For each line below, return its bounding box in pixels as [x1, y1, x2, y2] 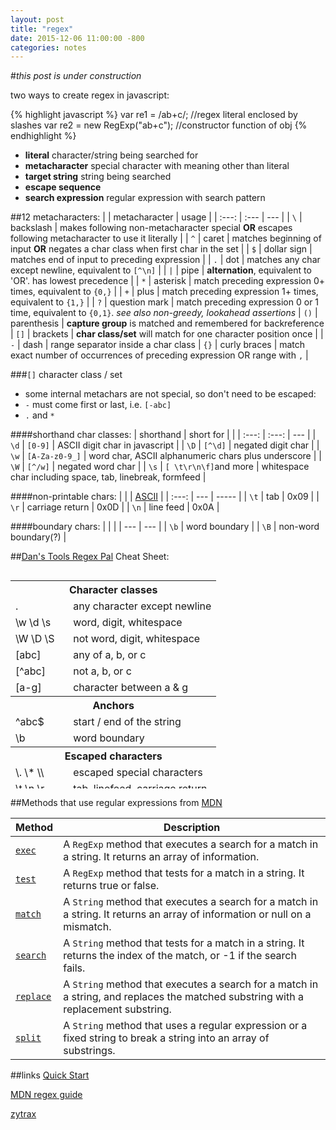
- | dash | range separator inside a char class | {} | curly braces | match [10, 339, 306, 351]
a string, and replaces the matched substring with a [63, 990, 304, 1004]
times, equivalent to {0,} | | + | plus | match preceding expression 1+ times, [10, 286, 319, 298]
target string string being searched [24, 171, 172, 183]
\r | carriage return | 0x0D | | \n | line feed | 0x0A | [10, 501, 220, 513]
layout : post [10, 14, 65, 25]
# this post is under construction [10, 70, 142, 82]
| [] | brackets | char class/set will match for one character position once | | [10, 328, 324, 340]
